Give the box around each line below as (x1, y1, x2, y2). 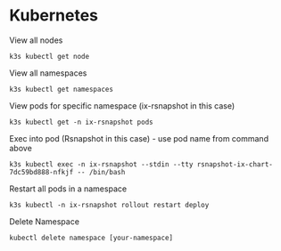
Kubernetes (9, 5, 99, 26)
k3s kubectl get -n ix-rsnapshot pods (9, 117, 153, 126)
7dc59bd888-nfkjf (9, 167, 74, 176)
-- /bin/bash (77, 167, 126, 176)
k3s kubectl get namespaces (9, 85, 114, 93)
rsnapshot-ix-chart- (196, 159, 274, 169)
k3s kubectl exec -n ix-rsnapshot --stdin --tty (9, 159, 194, 169)
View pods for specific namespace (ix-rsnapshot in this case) (9, 100, 236, 111)
